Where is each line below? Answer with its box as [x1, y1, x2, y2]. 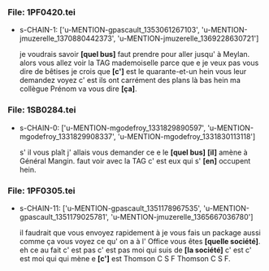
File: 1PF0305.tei [7, 185, 76, 196]
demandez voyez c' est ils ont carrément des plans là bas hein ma [19, 76, 241, 85]
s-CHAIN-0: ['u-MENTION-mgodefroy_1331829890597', [19, 123, 206, 133]
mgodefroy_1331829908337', [19, 131, 116, 141]
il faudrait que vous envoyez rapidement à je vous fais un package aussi [19, 227, 262, 238]
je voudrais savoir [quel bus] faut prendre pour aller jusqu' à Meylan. [19, 50, 250, 59]
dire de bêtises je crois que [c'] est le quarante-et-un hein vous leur [19, 67, 247, 76]
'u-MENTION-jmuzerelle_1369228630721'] [117, 33, 259, 43]
